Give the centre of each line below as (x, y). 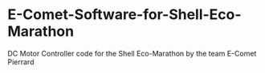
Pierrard (21, 62)
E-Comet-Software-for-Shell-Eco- (124, 15)
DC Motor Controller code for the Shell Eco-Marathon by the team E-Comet (132, 53)
